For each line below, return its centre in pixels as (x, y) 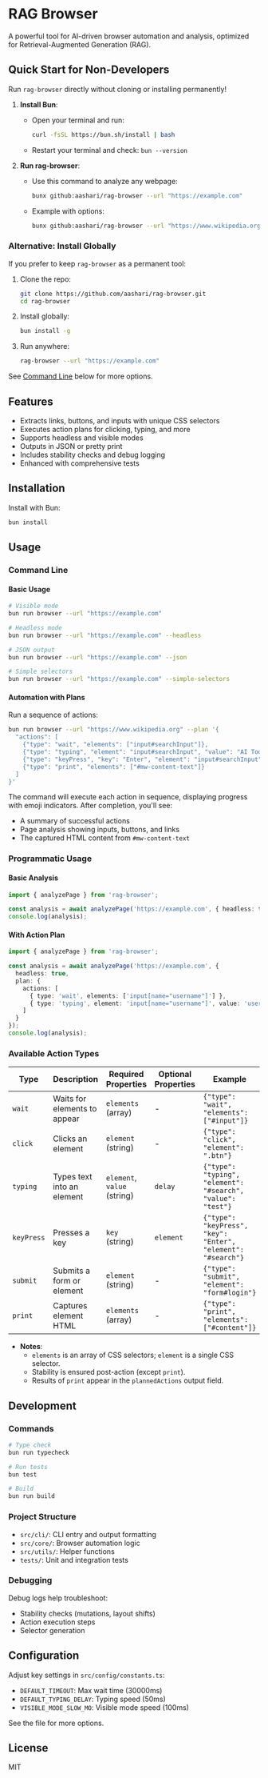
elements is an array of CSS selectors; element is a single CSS (132, 1355)
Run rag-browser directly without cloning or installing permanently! (118, 89)
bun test (23, 1474)
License (28, 1748)
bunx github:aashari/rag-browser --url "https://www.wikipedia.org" (148, 226)
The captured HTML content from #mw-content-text (104, 838)
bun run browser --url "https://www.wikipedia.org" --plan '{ (114, 730)
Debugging (30, 1580)
